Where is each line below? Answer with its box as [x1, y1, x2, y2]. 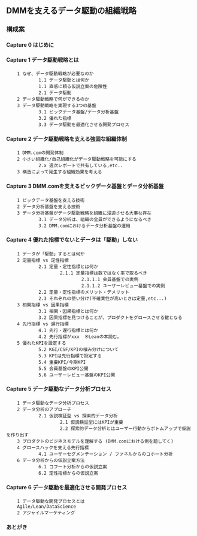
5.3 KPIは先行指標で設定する [38, 353, 102, 359]
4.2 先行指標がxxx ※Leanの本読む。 [38, 333, 122, 340]
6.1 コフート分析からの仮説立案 [38, 463, 108, 469]
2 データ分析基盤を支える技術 [17, 203, 81, 210]
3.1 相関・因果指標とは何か [38, 308, 99, 314]
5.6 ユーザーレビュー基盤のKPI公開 [38, 372, 116, 378]
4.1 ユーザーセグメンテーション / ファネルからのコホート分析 [38, 451, 173, 457]
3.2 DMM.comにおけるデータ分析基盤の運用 [38, 222, 131, 229]
